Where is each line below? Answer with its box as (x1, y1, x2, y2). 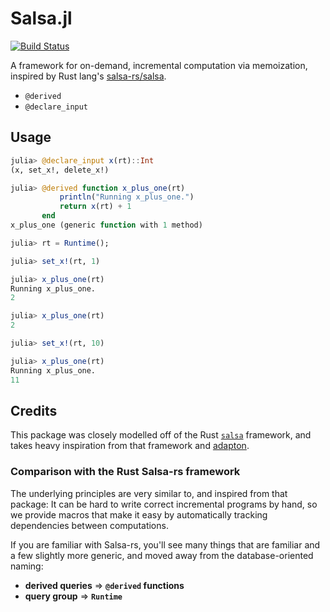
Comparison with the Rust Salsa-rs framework (10, 465, 241, 479)
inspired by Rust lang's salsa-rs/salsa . (10, 70, 167, 82)
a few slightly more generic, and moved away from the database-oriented (10, 549, 314, 561)
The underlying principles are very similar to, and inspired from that (10, 487, 288, 499)
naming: (10, 560, 44, 572)
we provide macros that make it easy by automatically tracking (10, 508, 268, 521)
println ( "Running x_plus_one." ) (59, 192, 195, 202)
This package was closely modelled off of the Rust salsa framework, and (10, 429, 312, 441)
